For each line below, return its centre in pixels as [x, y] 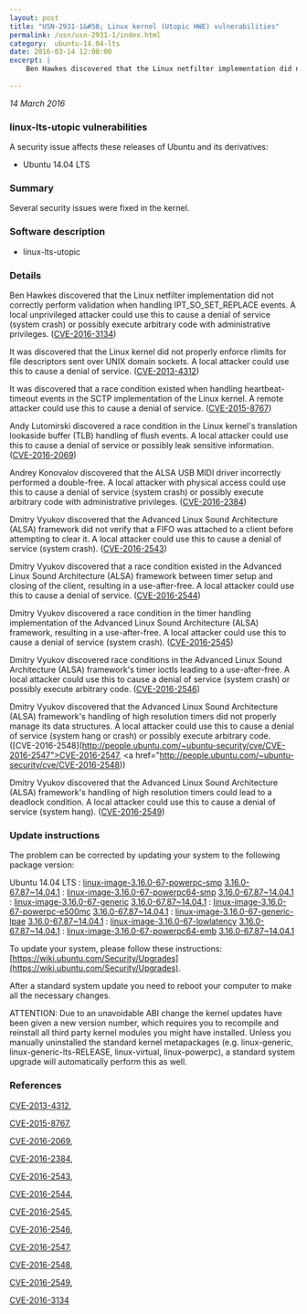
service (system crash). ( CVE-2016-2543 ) [88, 548]
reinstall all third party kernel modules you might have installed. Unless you [150, 1033]
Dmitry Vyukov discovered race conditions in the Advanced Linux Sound [146, 659]
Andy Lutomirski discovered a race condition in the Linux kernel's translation [153, 426]
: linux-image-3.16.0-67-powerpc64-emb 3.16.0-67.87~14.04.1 [179, 931]
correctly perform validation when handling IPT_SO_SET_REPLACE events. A [153, 305]
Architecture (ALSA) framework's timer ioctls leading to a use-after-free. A [150, 669]
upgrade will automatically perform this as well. [98, 1062]
